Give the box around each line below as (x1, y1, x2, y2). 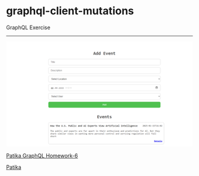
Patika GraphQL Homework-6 (6, 152, 78, 159)
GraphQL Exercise (6, 24, 50, 31)
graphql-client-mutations (6, 4, 134, 18)
